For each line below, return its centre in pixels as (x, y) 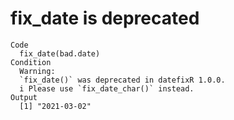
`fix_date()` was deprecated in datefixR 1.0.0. (122, 80)
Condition (31, 62)
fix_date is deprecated (105, 18)
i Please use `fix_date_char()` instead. (107, 88)
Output (24, 97)
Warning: (37, 71)
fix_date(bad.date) (60, 53)
